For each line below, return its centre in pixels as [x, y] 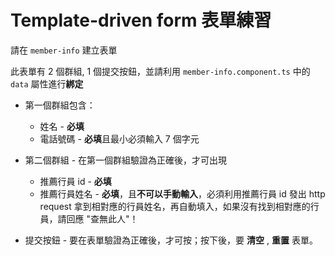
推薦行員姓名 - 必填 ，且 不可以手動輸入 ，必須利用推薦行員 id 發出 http [182, 193]
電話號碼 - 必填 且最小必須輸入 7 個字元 [119, 138]
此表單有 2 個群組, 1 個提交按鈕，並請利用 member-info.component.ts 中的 [160, 71]
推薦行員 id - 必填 [75, 181]
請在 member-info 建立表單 [64, 50]
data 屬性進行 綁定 [47, 83]
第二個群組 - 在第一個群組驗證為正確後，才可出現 [126, 160]
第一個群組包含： [60, 105]
